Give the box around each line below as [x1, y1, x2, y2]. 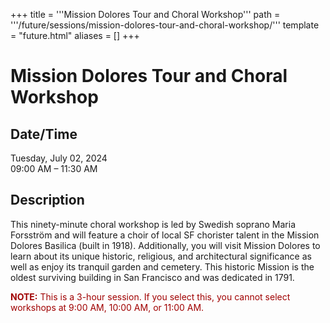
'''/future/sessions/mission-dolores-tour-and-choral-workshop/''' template [10, 19, 320, 31]
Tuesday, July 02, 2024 [10, 152, 108, 164]
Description [10, 192, 85, 209]
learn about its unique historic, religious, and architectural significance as [10, 250, 312, 262]
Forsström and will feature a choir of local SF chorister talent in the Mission [10, 229, 320, 241]
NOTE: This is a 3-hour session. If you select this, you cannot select [10, 290, 291, 303]
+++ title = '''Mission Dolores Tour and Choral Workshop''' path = [10, 9, 281, 20]
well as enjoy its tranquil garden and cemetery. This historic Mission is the [10, 260, 315, 273]
